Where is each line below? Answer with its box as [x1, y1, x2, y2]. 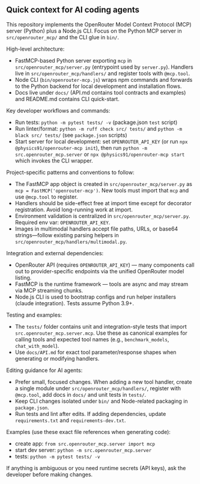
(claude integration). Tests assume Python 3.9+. [14, 299, 134, 306]
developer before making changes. [6, 471, 93, 478]
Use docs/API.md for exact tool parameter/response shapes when [14, 349, 177, 356]
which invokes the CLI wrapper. [14, 157, 93, 164]
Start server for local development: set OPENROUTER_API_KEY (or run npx [14, 138, 188, 145]
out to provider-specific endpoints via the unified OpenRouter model [14, 267, 184, 275]
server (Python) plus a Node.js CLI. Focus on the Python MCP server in [6, 27, 182, 34]
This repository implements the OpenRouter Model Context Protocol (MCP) [6, 20, 192, 28]
